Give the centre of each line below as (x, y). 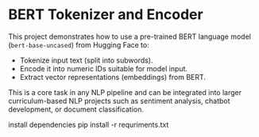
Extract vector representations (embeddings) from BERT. (113, 77)
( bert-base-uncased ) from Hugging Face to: (79, 44)
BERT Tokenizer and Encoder (106, 15)
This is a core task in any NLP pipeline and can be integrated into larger (125, 92)
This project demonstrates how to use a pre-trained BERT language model (130, 36)
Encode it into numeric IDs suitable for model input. (104, 68)
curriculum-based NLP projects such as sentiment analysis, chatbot (119, 101)
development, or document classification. (76, 109)
